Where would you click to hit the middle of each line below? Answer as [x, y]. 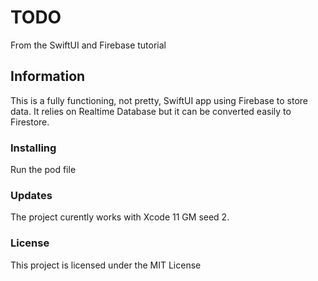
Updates [31, 195]
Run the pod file [43, 170]
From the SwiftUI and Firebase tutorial [88, 45]
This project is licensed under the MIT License [106, 265]
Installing [33, 148]
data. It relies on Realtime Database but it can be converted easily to [151, 111]
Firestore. [30, 122]
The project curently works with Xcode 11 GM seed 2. [120, 217]
